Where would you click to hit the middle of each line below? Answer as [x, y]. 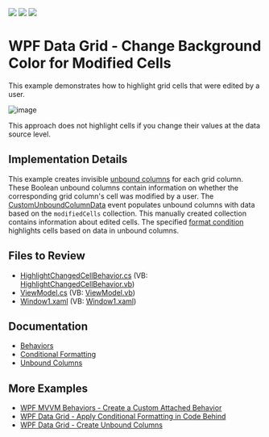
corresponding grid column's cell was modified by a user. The [111, 196]
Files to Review [47, 256]
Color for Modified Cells [90, 63]
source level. [29, 134]
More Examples [48, 388]
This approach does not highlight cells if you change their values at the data [134, 125]
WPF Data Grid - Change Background [135, 46]
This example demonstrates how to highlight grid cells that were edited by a [134, 86]
